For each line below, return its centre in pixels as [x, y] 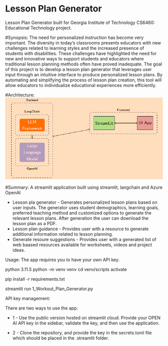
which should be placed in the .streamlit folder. [60, 338]
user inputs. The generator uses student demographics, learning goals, [85, 207]
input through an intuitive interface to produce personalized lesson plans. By [84, 74]
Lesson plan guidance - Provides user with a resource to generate [80, 229]
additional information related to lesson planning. [63, 234]
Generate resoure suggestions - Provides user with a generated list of [84, 239]
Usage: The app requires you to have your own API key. [62, 260]
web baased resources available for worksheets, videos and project [82, 245]
